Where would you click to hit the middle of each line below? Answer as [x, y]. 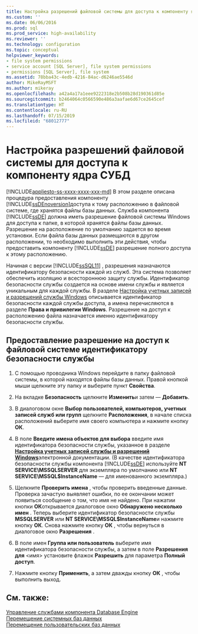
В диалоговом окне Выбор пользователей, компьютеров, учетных [100, 408]
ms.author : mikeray [30, 88]
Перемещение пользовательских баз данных [63, 625]
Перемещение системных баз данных [54, 618]
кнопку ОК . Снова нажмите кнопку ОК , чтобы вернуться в [89, 525]
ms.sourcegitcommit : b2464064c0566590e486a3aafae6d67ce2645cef [85, 99]
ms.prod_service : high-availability [51, 34]
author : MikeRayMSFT [32, 83]
